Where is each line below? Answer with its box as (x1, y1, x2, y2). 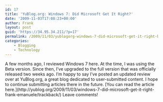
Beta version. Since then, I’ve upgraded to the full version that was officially (5, 66, 156, 72)
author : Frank (5, 20, 34, 26)
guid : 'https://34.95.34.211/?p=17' (5, 29, 79, 34)
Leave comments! (62, 91, 98, 97)
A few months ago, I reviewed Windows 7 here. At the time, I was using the (5, 61, 155, 67)
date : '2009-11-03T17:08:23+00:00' (5, 16, 77, 21)
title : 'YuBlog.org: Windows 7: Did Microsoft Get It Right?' (5, 12, 133, 16)
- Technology (14, 47, 40, 52)
